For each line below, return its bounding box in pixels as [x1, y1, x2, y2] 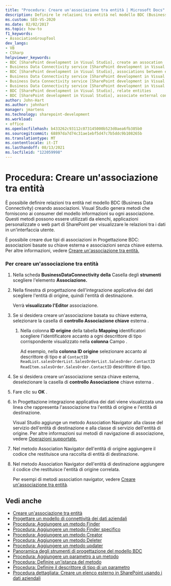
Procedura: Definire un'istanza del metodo [12, 558, 102, 565]
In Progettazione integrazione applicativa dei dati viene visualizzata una [12, 399, 163, 405]
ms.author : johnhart [5, 103, 49, 108]
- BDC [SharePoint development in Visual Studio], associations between [5, 69, 163, 75]
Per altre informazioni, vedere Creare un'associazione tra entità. [5, 247, 139, 253]
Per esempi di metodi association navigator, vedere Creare [12, 476, 136, 482]
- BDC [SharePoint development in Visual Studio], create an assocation [5, 60, 163, 65]
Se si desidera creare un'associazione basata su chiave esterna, [12, 312, 148, 319]
